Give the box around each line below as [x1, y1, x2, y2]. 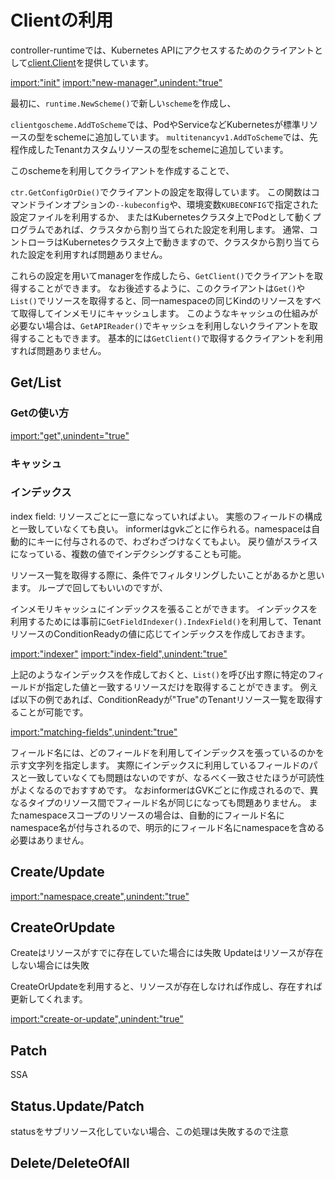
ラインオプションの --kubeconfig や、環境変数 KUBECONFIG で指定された [36, 198, 320, 210]
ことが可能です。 [18, 706, 89, 718]
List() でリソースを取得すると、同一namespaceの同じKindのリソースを [10, 294, 305, 306]
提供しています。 [84, 56, 155, 68]
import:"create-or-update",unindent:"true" [10, 1013, 184, 1025]
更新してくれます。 [10, 993, 88, 1005]
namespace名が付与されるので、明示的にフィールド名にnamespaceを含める [10, 821, 325, 833]
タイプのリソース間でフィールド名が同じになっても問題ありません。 [27, 796, 307, 808]
